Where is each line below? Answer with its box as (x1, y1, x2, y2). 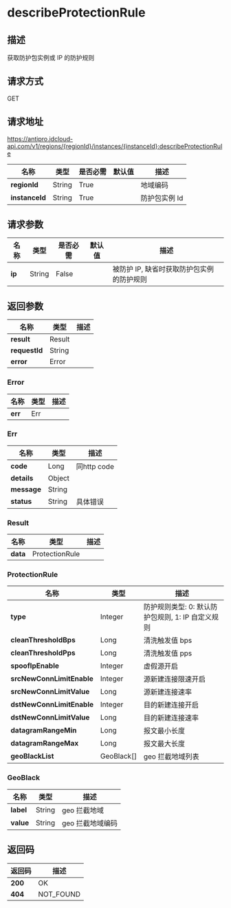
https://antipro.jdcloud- (7, 134, 74, 142)
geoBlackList (10, 752, 54, 761)
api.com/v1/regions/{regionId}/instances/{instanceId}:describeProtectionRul (7, 142, 223, 150)
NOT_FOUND (38, 889, 81, 899)
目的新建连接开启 (143, 700, 199, 710)
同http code (76, 461, 115, 471)
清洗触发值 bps (143, 635, 192, 645)
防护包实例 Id (140, 193, 184, 202)
